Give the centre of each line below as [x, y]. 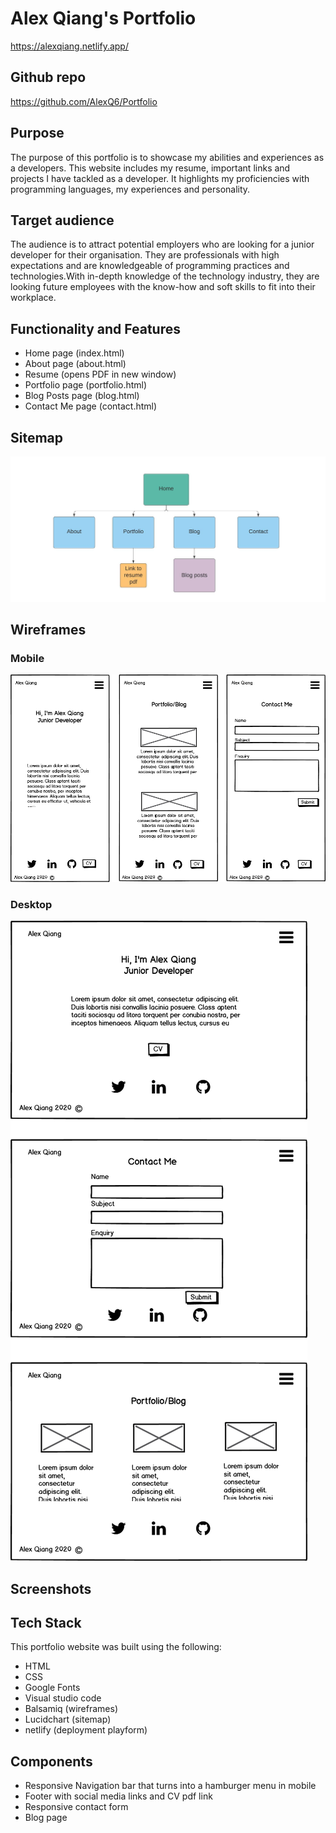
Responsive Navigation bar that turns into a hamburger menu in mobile [170, 1786]
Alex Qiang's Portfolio [103, 18]
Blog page [46, 1818]
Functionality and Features [95, 328]
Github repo [48, 77]
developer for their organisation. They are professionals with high [145, 255]
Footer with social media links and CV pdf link [118, 1796]
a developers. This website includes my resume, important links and [150, 168]
